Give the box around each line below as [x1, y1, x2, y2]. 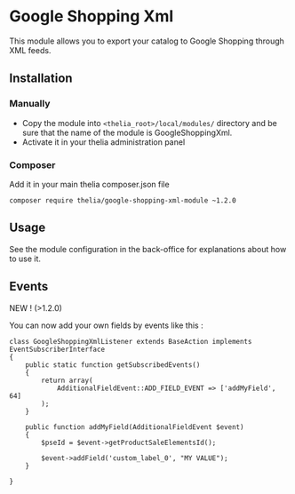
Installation [9, 71, 73, 86]
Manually [9, 98, 51, 110]
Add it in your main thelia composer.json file [9, 179, 171, 189]
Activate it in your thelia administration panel [21, 136, 186, 147]
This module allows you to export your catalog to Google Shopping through [9, 36, 284, 46]
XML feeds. [9, 44, 52, 55]
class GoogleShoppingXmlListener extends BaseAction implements [9, 337, 252, 346]
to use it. [9, 253, 42, 264]
